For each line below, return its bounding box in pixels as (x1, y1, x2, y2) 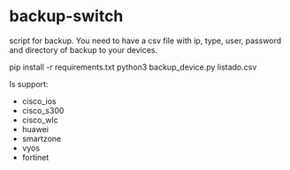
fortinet (21, 152, 50, 162)
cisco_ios (21, 95, 57, 107)
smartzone (21, 133, 62, 144)
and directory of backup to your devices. (9, 44, 158, 55)
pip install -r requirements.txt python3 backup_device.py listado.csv (9, 62, 257, 72)
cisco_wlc (21, 115, 59, 125)
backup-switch (9, 6, 124, 26)
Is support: (9, 78, 49, 89)
